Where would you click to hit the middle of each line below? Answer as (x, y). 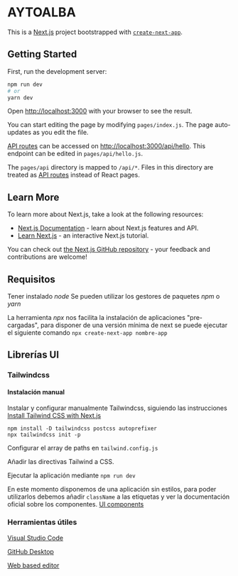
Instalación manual (36, 392)
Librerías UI (33, 355)
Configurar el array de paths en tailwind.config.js (83, 448)
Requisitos (31, 279)
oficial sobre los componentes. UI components (76, 504)
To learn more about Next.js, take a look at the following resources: (106, 214)
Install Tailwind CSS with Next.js (54, 415)
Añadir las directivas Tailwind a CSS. (61, 461)
